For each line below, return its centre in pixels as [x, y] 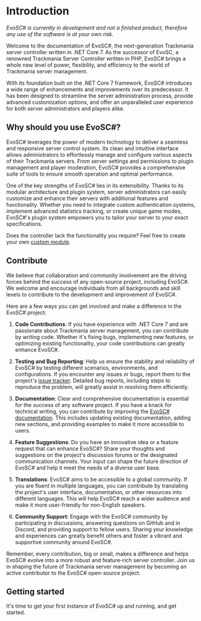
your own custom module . [38, 242]
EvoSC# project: [26, 312]
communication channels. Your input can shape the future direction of [101, 461]
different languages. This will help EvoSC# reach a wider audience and [102, 498]
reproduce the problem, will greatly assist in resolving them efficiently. [102, 387]
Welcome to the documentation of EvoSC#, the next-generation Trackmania [100, 46]
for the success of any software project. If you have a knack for [93, 405]
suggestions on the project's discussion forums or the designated [96, 454]
